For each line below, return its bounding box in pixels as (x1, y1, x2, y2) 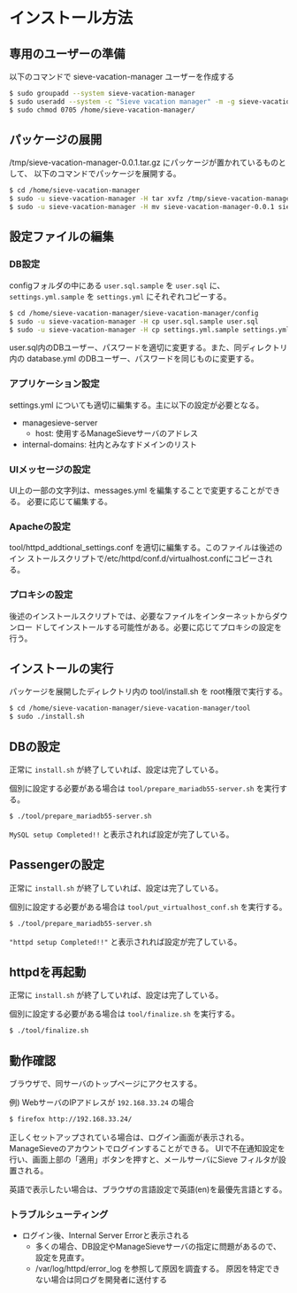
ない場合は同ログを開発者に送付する (34, 1274, 168, 1285)
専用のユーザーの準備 (9, 46, 126, 61)
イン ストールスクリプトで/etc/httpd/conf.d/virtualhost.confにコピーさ (9, 553, 265, 564)
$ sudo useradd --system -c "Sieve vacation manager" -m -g (9, 97, 236, 106)
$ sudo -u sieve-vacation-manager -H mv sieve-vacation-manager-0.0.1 (9, 203, 275, 212)
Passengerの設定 (9, 857, 104, 873)
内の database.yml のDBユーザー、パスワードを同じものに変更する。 (9, 354, 259, 364)
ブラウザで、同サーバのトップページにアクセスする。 (9, 1079, 202, 1088)
